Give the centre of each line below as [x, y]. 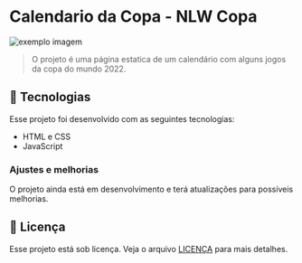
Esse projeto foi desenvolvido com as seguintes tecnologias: [122, 118]
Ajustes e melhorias [54, 169]
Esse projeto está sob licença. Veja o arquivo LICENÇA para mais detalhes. [149, 249]
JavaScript [42, 146]
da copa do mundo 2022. [79, 69]
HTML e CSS [47, 136]
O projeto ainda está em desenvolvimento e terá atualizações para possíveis [151, 189]
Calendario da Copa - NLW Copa [133, 17]
